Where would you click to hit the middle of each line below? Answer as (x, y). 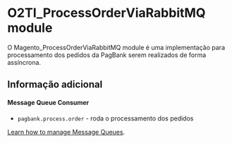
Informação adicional (55, 85)
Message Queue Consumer (48, 102)
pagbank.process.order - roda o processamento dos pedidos (105, 118)
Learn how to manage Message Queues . (66, 132)
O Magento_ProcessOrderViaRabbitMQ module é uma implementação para (116, 47)
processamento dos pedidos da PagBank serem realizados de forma (107, 55)
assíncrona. (24, 62)
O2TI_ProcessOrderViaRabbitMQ (106, 13)
